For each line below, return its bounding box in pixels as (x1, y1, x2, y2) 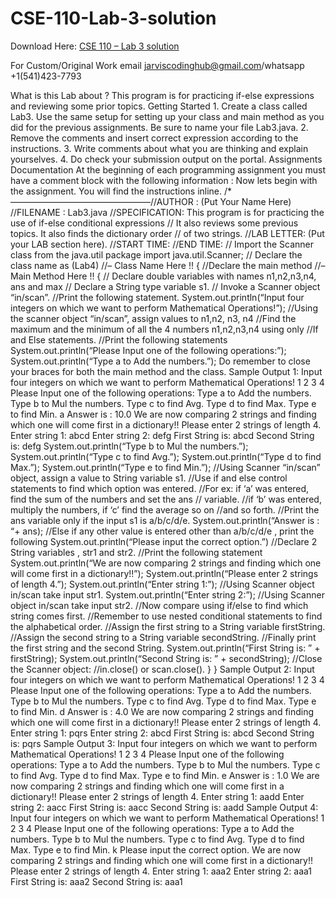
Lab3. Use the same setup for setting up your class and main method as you (10, 110, 325, 122)
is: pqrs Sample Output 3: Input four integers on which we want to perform (10, 737, 318, 749)
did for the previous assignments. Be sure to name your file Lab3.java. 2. (10, 121, 309, 133)
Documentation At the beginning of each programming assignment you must (10, 163, 326, 176)
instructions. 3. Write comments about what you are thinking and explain (10, 142, 309, 154)
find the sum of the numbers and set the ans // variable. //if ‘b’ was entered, (10, 493, 322, 505)
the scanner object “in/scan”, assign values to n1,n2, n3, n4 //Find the (10, 312, 297, 324)
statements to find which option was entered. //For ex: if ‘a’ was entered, (10, 482, 310, 494)
